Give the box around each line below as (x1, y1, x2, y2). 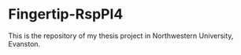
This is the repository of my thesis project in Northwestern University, (8, 31, 234, 40)
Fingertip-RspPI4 (8, 5, 124, 23)
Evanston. (8, 39, 41, 48)
